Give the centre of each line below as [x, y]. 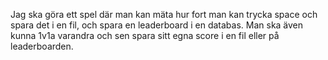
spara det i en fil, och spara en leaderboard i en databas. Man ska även [157, 25]
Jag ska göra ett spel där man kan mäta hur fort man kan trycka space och [164, 14]
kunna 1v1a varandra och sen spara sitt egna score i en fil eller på [145, 35]
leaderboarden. [42, 46]
